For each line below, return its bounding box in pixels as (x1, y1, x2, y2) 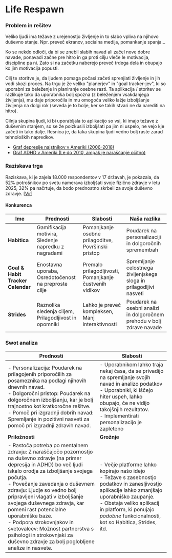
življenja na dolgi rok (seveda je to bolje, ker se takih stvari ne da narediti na (5, 103, 165, 109)
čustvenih (82, 280, 106, 287)
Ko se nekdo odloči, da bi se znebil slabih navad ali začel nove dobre (5, 49, 150, 55)
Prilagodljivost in (36, 314, 77, 321)
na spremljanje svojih (99, 374, 150, 381)
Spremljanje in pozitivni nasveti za (8, 415, 90, 423)
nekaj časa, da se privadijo (99, 368, 164, 375)
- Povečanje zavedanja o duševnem (8, 481, 95, 488)
